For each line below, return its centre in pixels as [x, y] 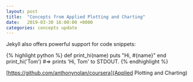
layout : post [22, 11]
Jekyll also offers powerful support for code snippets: [71, 44]
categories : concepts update [42, 28]
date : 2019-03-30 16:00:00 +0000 [50, 22]
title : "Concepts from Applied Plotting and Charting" [76, 17]
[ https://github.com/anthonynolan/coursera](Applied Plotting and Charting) [97, 73]
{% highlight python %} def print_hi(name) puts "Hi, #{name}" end [86, 55]
